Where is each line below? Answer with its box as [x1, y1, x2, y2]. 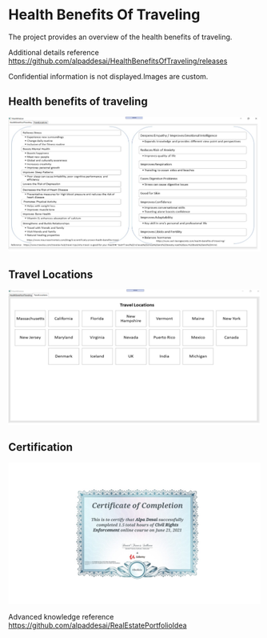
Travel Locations [8, 267, 94, 281]
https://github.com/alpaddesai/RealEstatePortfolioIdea [8, 620, 187, 630]
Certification [8, 440, 74, 454]
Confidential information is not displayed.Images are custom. [8, 71, 209, 81]
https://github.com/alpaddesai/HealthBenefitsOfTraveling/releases [8, 56, 228, 66]
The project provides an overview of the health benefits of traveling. [8, 32, 233, 42]
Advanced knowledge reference [8, 612, 114, 622]
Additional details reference [8, 47, 100, 57]
